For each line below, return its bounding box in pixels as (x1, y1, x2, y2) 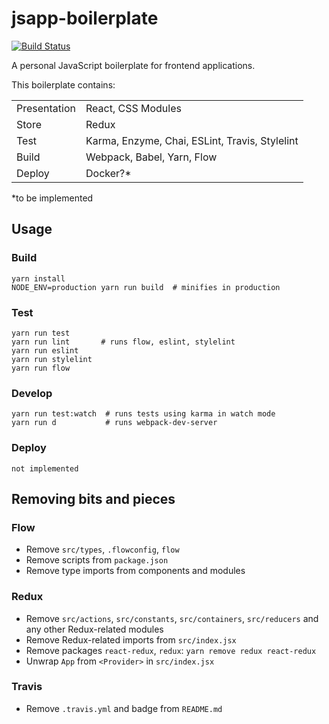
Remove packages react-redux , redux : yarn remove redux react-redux (25, 644, 317, 656)
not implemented (11, 463, 79, 474)
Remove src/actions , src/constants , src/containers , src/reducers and (25, 612, 319, 624)
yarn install (11, 273, 66, 284)
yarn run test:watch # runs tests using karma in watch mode (11, 409, 276, 419)
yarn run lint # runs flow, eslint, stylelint (11, 337, 236, 347)
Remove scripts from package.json (25, 554, 169, 566)
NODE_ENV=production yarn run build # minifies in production (11, 282, 281, 292)
